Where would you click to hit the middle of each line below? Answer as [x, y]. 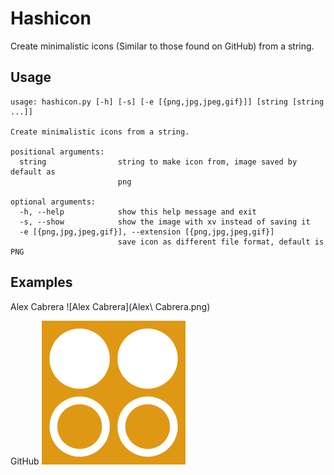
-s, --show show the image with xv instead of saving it [165, 222]
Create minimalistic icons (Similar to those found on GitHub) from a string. [162, 46]
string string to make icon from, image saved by [158, 162]
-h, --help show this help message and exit [138, 212]
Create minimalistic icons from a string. [100, 132]
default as [33, 172]
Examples [41, 282]
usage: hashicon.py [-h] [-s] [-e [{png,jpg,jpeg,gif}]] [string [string [167, 102]
